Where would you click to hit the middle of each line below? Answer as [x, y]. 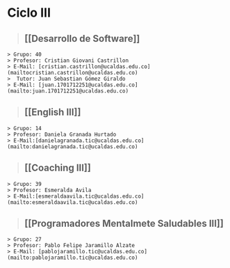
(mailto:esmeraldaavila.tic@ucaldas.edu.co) [73, 202]
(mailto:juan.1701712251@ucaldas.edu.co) [68, 91]
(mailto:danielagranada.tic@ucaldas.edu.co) [73, 147]
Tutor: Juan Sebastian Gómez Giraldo [71, 79]
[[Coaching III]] [58, 168]
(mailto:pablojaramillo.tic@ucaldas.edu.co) [73, 258]
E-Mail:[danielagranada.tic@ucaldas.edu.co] [79, 141]
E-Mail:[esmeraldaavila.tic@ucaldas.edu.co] [79, 196]
